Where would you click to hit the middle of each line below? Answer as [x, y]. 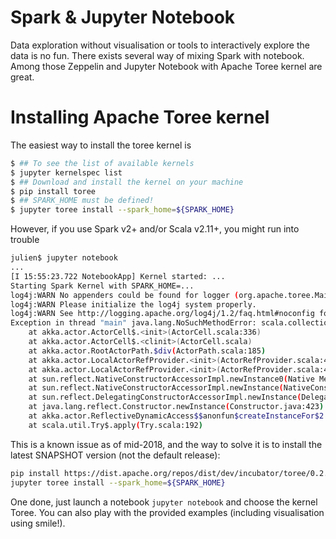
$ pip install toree [53, 191]
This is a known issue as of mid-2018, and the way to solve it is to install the [166, 444]
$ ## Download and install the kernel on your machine [127, 182]
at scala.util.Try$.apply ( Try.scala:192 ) [115, 425]
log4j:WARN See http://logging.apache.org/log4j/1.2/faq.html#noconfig [162, 314]
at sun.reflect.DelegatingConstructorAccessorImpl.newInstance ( [165, 397]
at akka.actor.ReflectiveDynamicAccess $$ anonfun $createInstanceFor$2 [176, 416]
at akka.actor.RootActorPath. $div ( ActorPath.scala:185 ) [147, 351]
